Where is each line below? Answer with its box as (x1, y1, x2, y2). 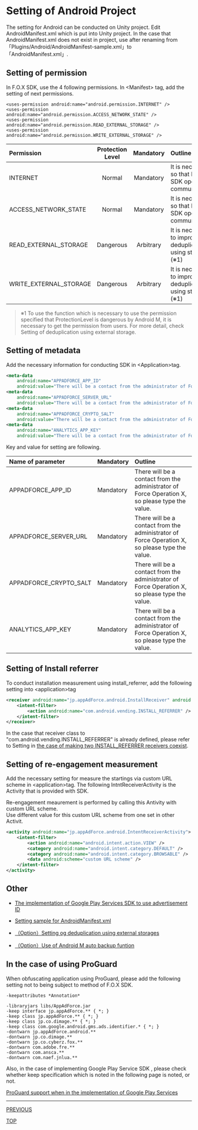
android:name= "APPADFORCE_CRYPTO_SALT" (16, 411, 115, 417)
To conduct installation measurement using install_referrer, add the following (6, 679, 192, 686)
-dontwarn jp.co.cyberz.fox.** (6, 1039, 83, 1045)
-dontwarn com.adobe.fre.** (6, 1044, 75, 1050)
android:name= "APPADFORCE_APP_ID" (16, 378, 101, 384)
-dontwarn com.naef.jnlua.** (6, 1055, 78, 1060)
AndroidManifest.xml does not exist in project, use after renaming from (6, 36, 178, 43)
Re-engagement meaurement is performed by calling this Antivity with (6, 799, 177, 806)
